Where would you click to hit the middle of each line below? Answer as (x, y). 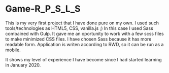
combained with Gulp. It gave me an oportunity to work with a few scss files (84, 33)
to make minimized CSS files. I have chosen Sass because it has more (78, 39)
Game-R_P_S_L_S (43, 9)
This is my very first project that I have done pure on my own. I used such (82, 23)
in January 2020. (23, 65)
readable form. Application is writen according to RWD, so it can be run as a (84, 44)
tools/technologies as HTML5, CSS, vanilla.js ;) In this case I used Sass (79, 28)
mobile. (13, 50)
